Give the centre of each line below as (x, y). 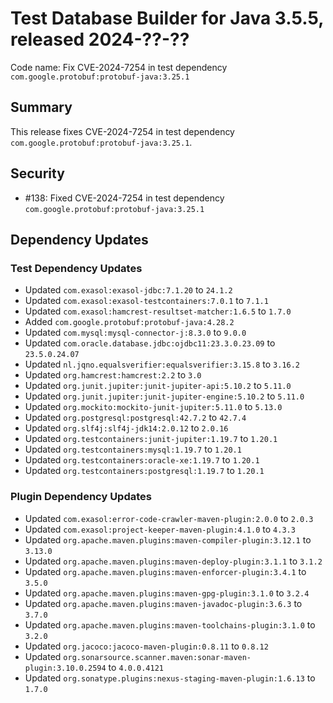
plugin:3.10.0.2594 (65, 668)
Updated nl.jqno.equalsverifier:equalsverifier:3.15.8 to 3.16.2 (162, 364)
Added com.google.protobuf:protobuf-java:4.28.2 (129, 322)
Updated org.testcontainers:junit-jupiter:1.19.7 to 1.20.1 (151, 439)
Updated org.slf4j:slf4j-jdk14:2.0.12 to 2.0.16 (126, 428)
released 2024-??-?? (100, 39)
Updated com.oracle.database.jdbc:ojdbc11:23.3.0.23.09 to (150, 343)
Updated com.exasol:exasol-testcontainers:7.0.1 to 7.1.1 (146, 301)
